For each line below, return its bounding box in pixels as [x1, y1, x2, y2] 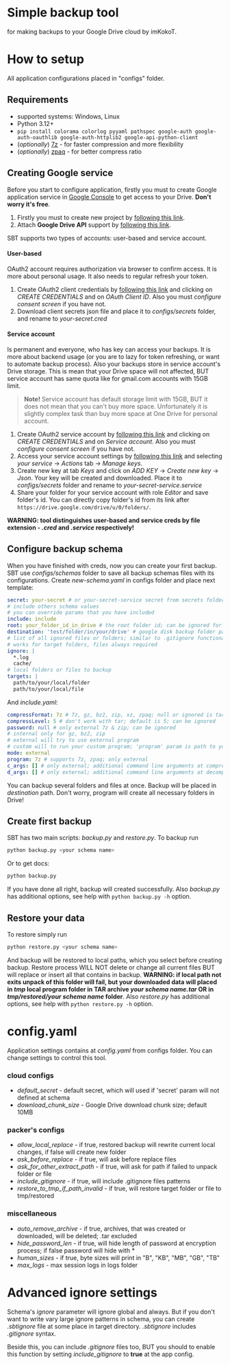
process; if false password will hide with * [16, 1246, 136, 1255]
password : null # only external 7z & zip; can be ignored [7, 724, 176, 731]
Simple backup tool [7, 5, 119, 21]
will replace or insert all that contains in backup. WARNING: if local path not [7, 970, 222, 979]
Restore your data [7, 912, 85, 924]
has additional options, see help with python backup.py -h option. [7, 892, 192, 900]
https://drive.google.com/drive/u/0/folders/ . [16, 502, 151, 511]
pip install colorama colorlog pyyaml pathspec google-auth [16, 128, 192, 135]
